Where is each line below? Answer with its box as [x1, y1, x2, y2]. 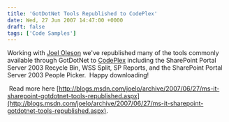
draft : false [7, 23, 45, 30]
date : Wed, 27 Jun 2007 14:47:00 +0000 [7, 17, 124, 24]
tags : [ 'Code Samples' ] [7, 29, 77, 37]
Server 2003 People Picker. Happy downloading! [7, 71, 149, 79]
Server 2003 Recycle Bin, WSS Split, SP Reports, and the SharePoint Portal [7, 63, 223, 72]
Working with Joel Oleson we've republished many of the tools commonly [7, 49, 219, 57]
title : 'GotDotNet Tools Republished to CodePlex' [7, 10, 158, 17]
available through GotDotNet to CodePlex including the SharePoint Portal [7, 56, 216, 65]
